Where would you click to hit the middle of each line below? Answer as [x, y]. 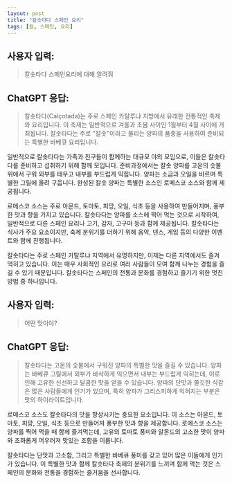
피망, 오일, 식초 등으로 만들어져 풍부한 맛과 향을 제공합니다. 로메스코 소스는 [122, 423]
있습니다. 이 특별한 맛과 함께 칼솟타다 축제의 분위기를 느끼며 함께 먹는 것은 [114, 464]
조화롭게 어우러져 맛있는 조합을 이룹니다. [69, 440]
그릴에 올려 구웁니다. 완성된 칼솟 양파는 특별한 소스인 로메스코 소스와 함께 [119, 183]
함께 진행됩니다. [41, 240]
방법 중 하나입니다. [32, 281]
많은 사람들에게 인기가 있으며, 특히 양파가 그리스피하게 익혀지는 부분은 [126, 391]
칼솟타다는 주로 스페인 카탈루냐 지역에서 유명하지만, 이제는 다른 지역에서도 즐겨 [114, 255]
